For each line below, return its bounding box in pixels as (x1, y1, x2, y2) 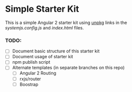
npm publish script (12, 59, 50, 65)
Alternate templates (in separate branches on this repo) (12, 65, 125, 70)
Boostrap (19, 81, 38, 87)
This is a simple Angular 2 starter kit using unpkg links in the (5, 20, 127, 25)
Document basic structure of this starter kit (12, 48, 100, 54)
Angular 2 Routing (19, 70, 57, 76)
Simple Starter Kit (5, 3, 79, 15)
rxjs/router (19, 76, 41, 82)
